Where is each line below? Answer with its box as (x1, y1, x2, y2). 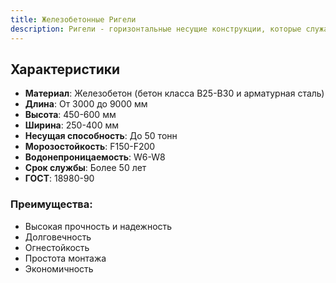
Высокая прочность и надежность (24, 220, 173, 232)
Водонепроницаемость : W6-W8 (24, 151, 166, 163)
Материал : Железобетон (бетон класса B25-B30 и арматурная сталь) (24, 87, 325, 100)
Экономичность (24, 262, 94, 275)
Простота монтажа (24, 252, 107, 264)
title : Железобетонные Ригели (10, 14, 137, 25)
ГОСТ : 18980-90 (24, 172, 95, 185)
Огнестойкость (24, 241, 90, 253)
